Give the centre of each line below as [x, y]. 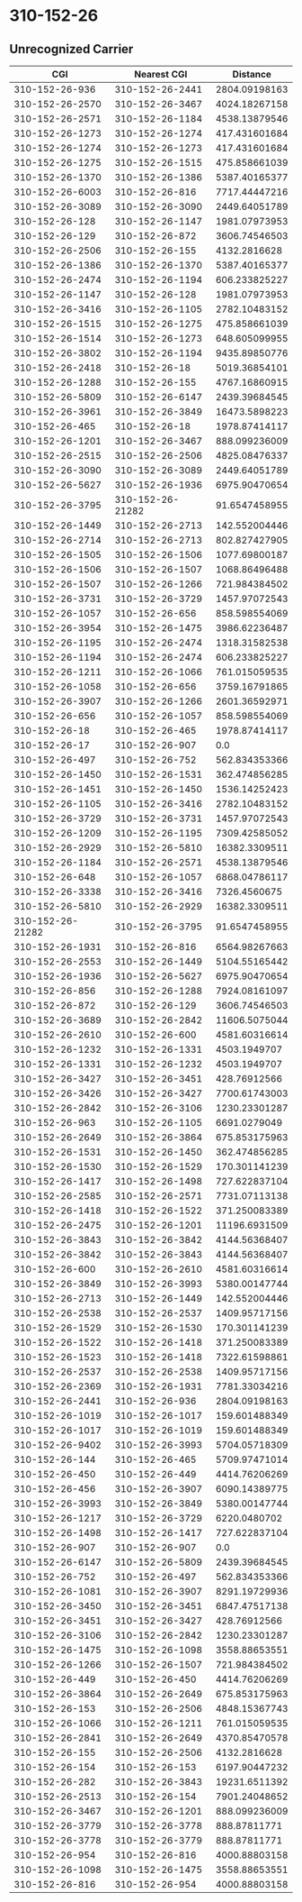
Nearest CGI [161, 74]
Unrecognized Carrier [71, 49]
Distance [252, 74]
